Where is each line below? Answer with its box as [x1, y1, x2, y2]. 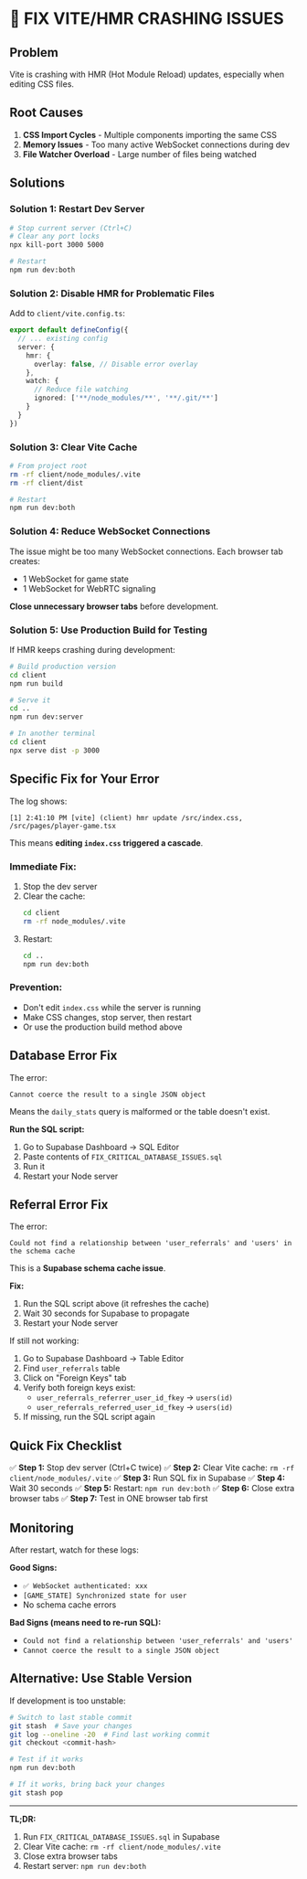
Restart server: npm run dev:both [22, 1860, 147, 1871]
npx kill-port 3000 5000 [9, 240, 104, 250]
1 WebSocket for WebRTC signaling [22, 582, 156, 593]
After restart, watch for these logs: [9, 1544, 139, 1555]
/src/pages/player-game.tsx [9, 821, 117, 830]
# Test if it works [9, 1755, 84, 1764]
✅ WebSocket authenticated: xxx [22, 1581, 148, 1590]
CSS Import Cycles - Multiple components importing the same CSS [22, 129, 277, 140]
